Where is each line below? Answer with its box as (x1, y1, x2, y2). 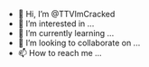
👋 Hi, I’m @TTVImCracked (17, 9, 116, 19)
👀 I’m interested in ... (17, 18, 95, 29)
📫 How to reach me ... (17, 48, 102, 58)
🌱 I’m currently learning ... (17, 28, 115, 38)
